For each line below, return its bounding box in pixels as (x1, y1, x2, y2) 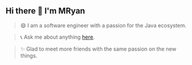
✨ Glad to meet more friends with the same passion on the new (20, 45, 177, 52)
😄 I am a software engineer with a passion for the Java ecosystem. (20, 21, 187, 29)
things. (20, 52, 38, 59)
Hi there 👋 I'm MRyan (5, 6, 86, 16)
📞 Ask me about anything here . (20, 33, 95, 41)
